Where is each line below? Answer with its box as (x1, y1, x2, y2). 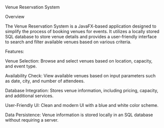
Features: (5, 49, 25, 54)
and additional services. (5, 93, 54, 98)
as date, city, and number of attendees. (5, 78, 85, 84)
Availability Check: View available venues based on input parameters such (5, 73, 156, 78)
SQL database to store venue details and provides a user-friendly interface (5, 34, 157, 39)
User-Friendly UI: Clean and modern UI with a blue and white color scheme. (5, 102, 159, 108)
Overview (5, 14, 25, 19)
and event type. (5, 64, 37, 69)
